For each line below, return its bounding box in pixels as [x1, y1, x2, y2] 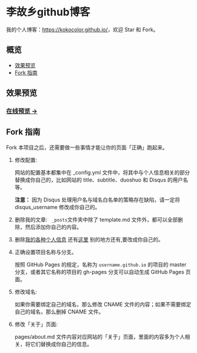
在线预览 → [6, 107, 38, 116]
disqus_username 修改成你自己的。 [14, 203, 101, 210]
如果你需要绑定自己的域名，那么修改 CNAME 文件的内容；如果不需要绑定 [14, 301, 192, 308]
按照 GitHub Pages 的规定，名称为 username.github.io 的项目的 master [14, 260, 187, 268]
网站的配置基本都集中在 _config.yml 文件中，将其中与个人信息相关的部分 [14, 169, 190, 176]
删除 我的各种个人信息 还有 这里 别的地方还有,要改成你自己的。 [14, 236, 163, 243]
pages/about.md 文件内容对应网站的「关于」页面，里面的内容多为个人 [14, 333, 185, 340]
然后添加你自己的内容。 [25, 223, 82, 230]
